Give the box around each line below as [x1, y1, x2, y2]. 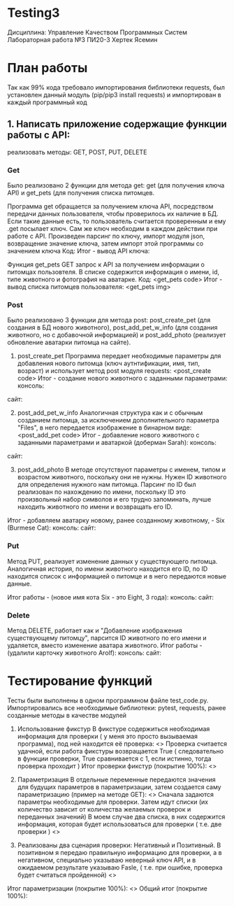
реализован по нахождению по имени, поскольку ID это [17, 488, 187, 496]
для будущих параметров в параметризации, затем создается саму [17, 782, 221, 791]
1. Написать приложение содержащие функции [7, 118, 227, 130]
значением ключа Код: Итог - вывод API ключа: [7, 246, 150, 255]
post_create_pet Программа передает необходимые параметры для [17, 352, 221, 360]
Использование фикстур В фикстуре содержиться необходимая [17, 724, 210, 732]
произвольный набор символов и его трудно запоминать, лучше [17, 495, 212, 504]
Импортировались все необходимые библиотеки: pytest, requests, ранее [7, 703, 226, 712]
